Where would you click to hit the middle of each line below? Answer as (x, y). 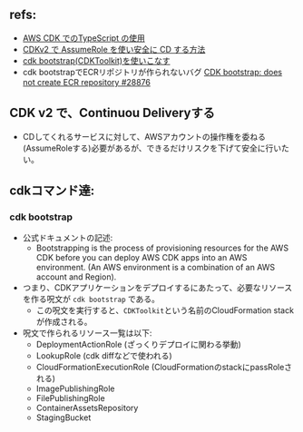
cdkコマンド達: (52, 191)
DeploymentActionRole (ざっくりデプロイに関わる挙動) (139, 345)
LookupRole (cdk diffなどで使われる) (104, 356)
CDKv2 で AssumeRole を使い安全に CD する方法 (114, 49)
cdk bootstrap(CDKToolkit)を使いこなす (96, 60)
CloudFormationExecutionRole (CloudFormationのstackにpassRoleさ (164, 368)
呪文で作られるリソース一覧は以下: (87, 333)
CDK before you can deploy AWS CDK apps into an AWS (142, 258)
